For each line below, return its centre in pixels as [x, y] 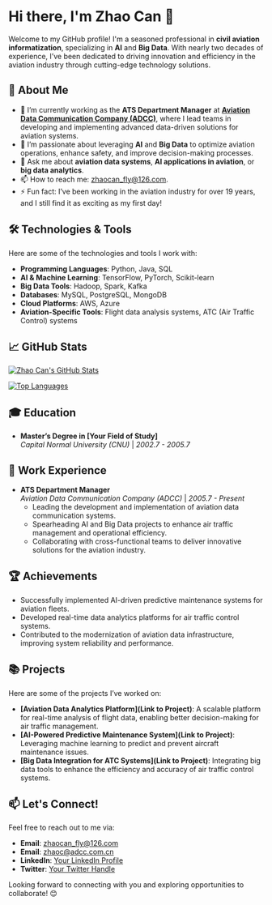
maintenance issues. [54, 752]
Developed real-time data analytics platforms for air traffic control [130, 617]
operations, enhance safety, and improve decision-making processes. [136, 152]
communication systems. [74, 515]
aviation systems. [49, 135]
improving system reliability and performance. [97, 642]
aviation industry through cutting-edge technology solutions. [110, 65]
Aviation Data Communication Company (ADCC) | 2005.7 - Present [132, 498]
